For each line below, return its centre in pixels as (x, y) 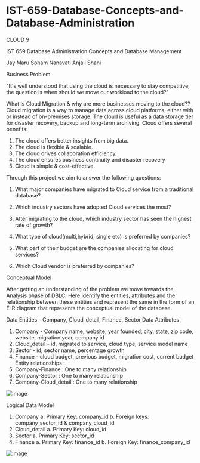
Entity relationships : (40, 363)
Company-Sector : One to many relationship (69, 375)
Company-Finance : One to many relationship (70, 369)
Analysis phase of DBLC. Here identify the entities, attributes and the (91, 295)
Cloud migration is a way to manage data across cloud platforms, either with (100, 110)
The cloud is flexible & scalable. (54, 147)
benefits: (17, 129)
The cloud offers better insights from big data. (71, 140)
